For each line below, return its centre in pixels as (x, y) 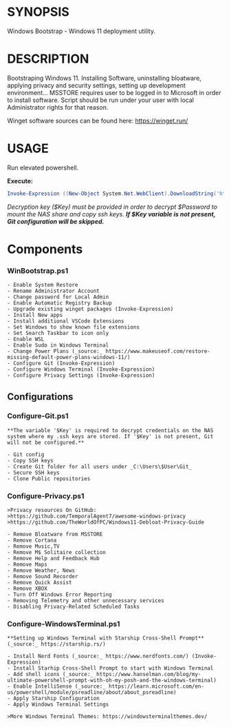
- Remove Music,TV (33, 546)
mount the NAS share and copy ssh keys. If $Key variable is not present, (111, 214)
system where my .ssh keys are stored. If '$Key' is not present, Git (110, 436)
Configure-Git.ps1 (38, 416)
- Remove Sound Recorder (43, 577)
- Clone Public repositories (49, 479)
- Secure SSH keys (33, 473)
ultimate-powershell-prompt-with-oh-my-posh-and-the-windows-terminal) (112, 680)
